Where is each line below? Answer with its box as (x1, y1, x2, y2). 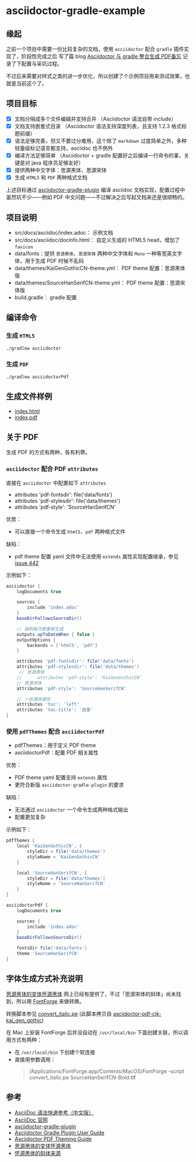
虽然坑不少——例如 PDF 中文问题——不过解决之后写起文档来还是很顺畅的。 (6, 194, 188, 201)
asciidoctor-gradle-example (6, 4, 146, 18)
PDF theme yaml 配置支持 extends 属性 (14, 774, 108, 781)
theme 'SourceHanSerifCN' (16, 951, 80, 957)
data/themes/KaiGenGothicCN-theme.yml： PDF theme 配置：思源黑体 (14, 265, 185, 272)
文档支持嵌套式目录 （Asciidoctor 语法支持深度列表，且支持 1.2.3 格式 (14, 122, 182, 129)
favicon (14, 244, 33, 250)
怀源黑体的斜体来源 (14, 1149, 61, 1157)
